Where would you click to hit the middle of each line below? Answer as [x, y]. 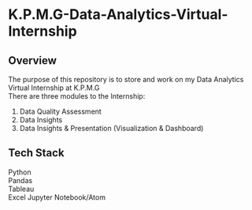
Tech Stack [36, 153]
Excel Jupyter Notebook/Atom [57, 197]
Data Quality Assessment [61, 111]
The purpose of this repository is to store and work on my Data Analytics [126, 79]
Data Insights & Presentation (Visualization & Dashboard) [111, 128]
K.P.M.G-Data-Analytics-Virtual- [118, 15]
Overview [33, 60]
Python [20, 172]
